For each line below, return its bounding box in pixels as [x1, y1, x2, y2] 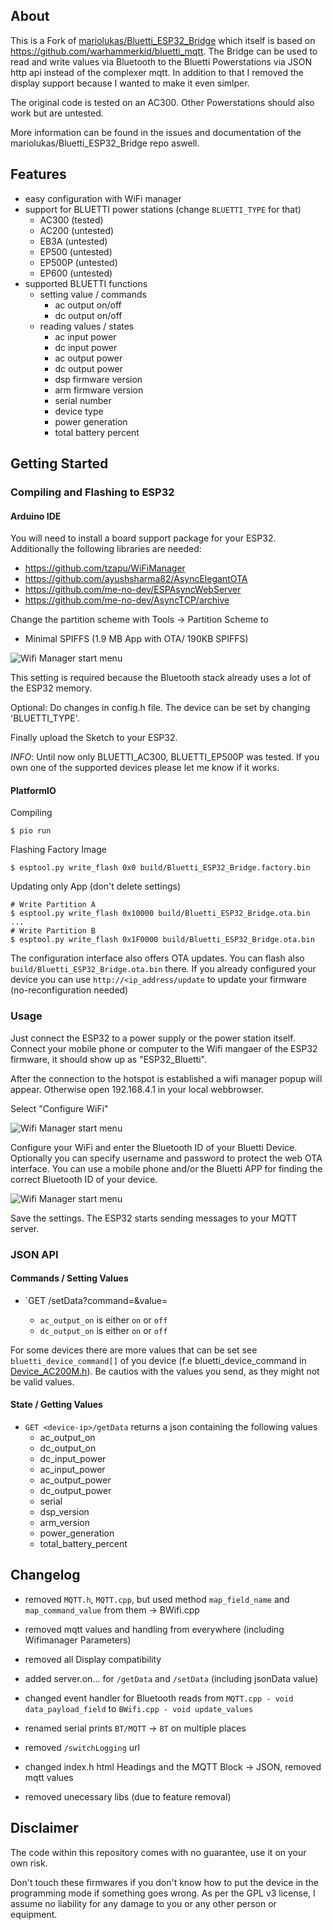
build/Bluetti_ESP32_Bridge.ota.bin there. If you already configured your [10, 963, 317, 975]
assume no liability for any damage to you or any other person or [10, 1897, 277, 1909]
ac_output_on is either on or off [39, 1314, 168, 1326]
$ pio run [10, 826, 52, 836]
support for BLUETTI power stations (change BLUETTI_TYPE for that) [24, 203, 302, 215]
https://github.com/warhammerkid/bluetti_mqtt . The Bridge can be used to [10, 45, 318, 57]
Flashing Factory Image [10, 844, 107, 856]
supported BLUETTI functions [24, 277, 148, 289]
